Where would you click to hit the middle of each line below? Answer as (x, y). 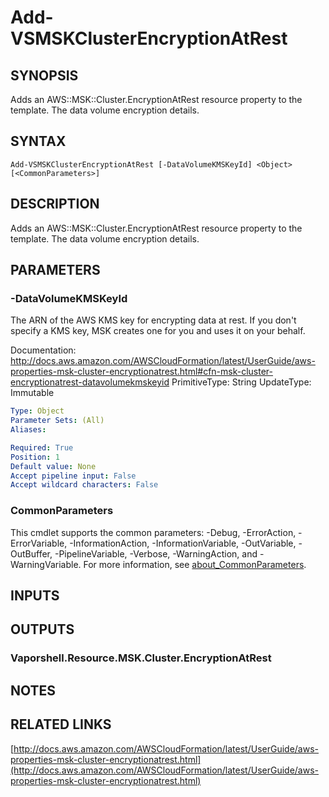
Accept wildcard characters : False (84, 485)
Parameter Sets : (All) (57, 421)
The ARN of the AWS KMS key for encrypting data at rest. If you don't (153, 320)
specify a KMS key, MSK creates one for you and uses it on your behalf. (158, 331)
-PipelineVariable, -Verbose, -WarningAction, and (156, 553)
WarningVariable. (46, 564)
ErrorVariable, (39, 543)
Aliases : (28, 430)
